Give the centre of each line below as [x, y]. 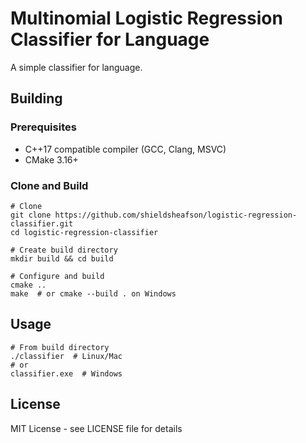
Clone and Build [49, 185]
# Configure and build [57, 276]
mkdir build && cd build [62, 258]
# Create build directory [64, 250]
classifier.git [42, 223]
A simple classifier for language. [76, 67]
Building [36, 98]
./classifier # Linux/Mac [66, 356]
